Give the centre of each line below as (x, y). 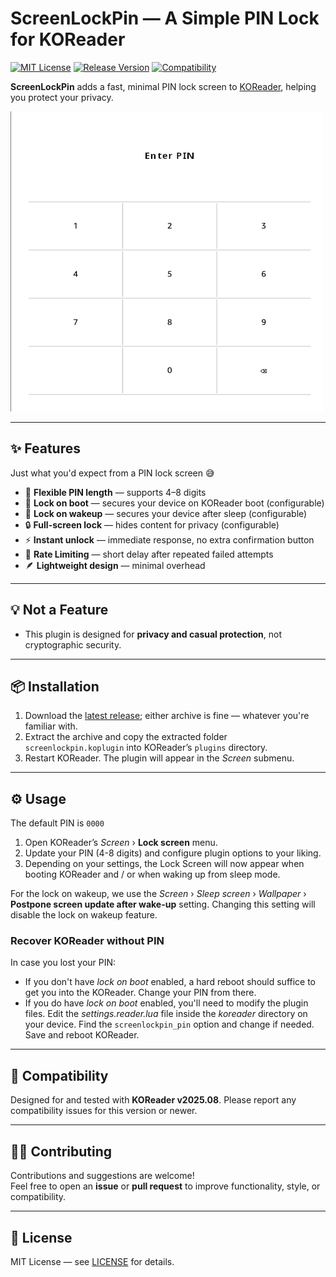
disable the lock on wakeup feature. (84, 915)
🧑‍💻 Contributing (61, 1151)
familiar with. (51, 726)
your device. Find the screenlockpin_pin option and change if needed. (169, 1024)
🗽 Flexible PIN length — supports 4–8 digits (115, 492)
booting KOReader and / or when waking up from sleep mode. (152, 874)
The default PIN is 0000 (57, 823)
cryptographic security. (73, 644)
